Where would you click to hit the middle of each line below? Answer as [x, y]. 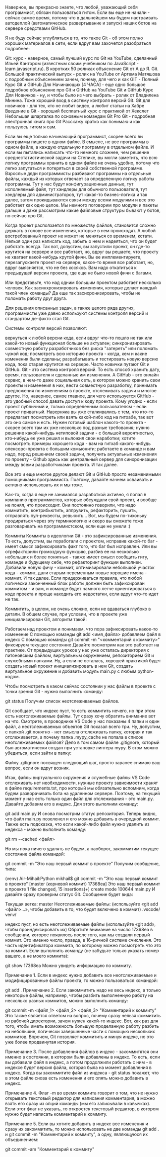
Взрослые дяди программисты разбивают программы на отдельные [78, 173]
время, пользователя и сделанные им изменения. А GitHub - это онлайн [82, 375]
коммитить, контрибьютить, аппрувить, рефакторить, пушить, [71, 510]
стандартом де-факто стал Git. [38, 318]
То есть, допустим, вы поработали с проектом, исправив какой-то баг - [82, 541]
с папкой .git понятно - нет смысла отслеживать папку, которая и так [79, 732]
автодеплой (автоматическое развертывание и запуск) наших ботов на [81, 23]
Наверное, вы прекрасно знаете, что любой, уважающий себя [71, 7]
